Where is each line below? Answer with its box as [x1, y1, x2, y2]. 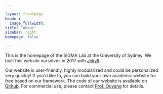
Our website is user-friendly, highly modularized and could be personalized [5, 67, 159, 73]
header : [5, 16, 21, 21]
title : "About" [5, 25, 37, 30]
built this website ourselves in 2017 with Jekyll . [5, 58, 101, 63]
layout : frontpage [5, 11, 43, 16]
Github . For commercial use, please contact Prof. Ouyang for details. [5, 83, 145, 89]
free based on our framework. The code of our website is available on [5, 78, 147, 84]
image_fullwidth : [9, 21, 45, 26]
